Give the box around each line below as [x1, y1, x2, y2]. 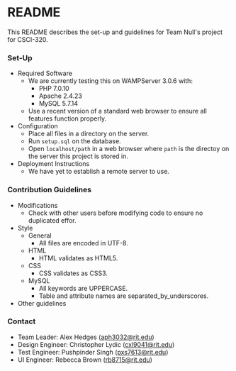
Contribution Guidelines [7, 185, 92, 195]
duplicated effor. [28, 216, 77, 224]
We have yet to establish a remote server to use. [28, 167, 170, 176]
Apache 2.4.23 [38, 92, 83, 100]
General [28, 231, 52, 240]
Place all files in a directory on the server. [28, 129, 150, 138]
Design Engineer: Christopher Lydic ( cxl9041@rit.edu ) [17, 340, 175, 348]
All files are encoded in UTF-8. [38, 238, 129, 247]
